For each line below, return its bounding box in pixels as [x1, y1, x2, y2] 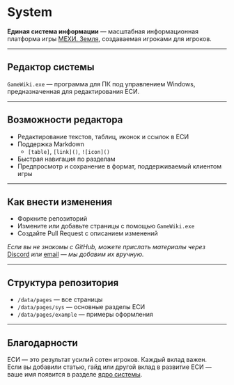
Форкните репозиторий [17, 214, 88, 223]
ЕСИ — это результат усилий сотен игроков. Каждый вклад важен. [7, 356, 208, 363]
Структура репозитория [7, 276, 119, 289]
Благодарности [7, 337, 78, 349]
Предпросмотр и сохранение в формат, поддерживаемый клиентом [17, 162, 222, 171]
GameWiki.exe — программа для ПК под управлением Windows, [7, 79, 196, 88]
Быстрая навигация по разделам [17, 155, 116, 163]
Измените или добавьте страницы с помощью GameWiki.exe [17, 222, 195, 230]
